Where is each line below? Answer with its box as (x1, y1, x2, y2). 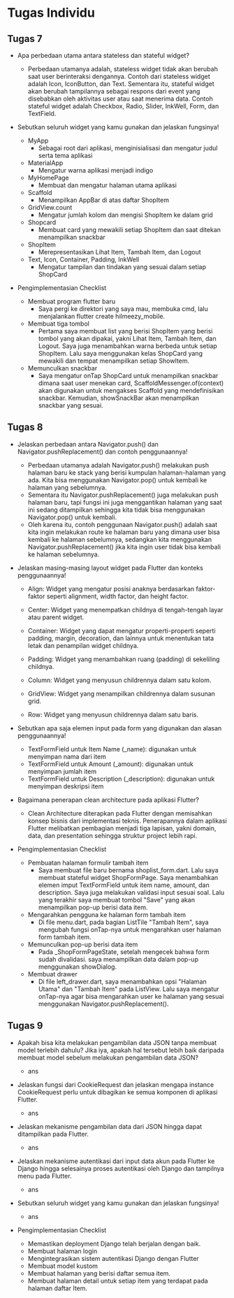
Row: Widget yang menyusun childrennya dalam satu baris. (27, 710, 199, 719)
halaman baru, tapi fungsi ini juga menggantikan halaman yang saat (27, 498, 222, 506)
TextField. (27, 110, 57, 117)
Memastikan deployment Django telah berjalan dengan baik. (27, 1239, 201, 1248)
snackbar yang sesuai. (38, 401, 103, 410)
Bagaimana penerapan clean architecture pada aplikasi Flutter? (17, 795, 199, 804)
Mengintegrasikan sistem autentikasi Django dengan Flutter (27, 1254, 199, 1262)
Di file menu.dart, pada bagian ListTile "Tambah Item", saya (38, 918, 209, 926)
